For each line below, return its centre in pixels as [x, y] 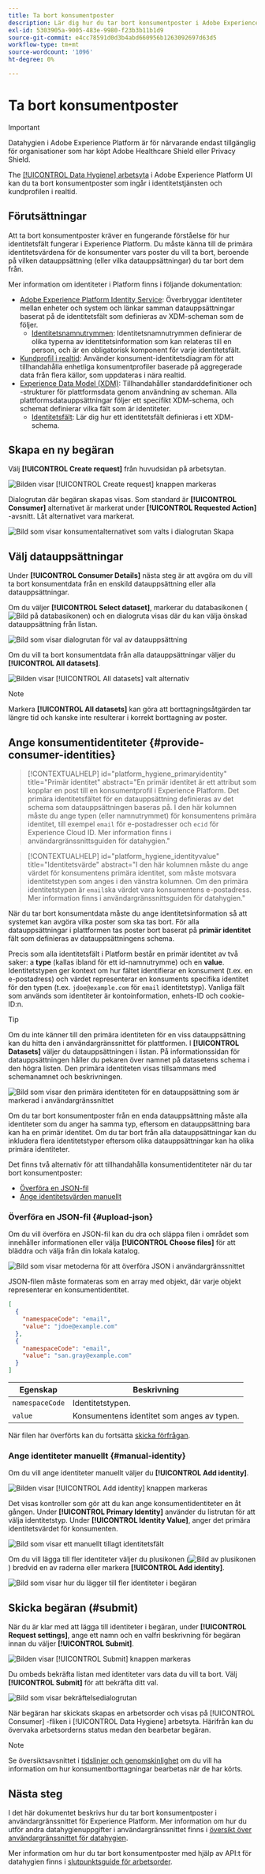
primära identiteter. [39, 1149]
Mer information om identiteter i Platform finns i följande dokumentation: [125, 284]
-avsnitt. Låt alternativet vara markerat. [71, 516]
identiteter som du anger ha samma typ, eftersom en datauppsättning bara [129, 1124]
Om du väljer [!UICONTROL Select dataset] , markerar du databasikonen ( [128, 608]
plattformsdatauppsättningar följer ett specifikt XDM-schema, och [127, 400]
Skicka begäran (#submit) [73, 1608]
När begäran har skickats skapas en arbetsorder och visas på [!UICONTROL [132, 1713]
